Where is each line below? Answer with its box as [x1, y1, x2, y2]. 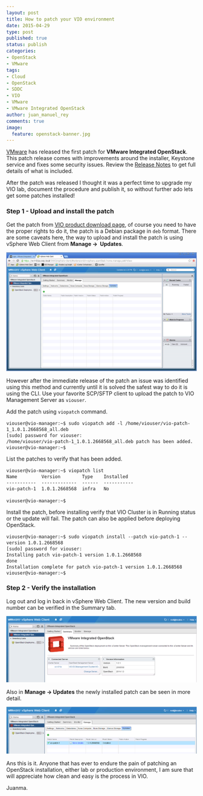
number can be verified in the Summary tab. [6, 604, 117, 611]
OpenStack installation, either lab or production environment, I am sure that [6, 766, 193, 773]
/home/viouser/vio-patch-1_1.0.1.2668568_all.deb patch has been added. [6, 438, 193, 444]
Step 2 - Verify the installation [6, 584, 96, 592]
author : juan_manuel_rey [6, 112, 69, 118]
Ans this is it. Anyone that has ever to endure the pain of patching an [6, 759, 177, 767]
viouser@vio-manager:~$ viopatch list [6, 467, 104, 474]
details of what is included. [6, 167, 74, 175]
